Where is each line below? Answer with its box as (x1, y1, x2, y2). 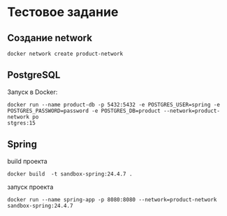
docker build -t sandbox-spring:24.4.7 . (7, 170, 133, 178)
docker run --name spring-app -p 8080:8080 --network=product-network (7, 196, 217, 203)
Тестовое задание (7, 4, 119, 20)
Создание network (7, 32, 93, 44)
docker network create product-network (7, 50, 124, 57)
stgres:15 (7, 119, 36, 126)
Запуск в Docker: (7, 88, 58, 96)
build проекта (7, 157, 47, 165)
